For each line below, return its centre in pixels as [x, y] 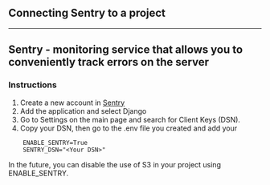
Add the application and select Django [83, 111]
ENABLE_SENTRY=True [55, 143]
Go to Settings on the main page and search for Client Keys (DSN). [130, 119]
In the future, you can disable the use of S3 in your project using [115, 164]
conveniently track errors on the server [109, 62]
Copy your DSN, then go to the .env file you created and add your [129, 128]
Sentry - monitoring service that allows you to [126, 50]
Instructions [33, 85]
